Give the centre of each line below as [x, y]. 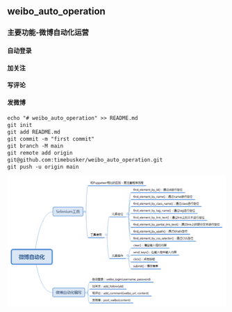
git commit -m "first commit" [51, 139]
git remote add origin [40, 153]
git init [20, 125]
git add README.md [34, 132]
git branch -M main [35, 146]
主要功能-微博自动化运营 [48, 33]
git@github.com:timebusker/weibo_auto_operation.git [85, 160]
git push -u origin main [43, 167]
